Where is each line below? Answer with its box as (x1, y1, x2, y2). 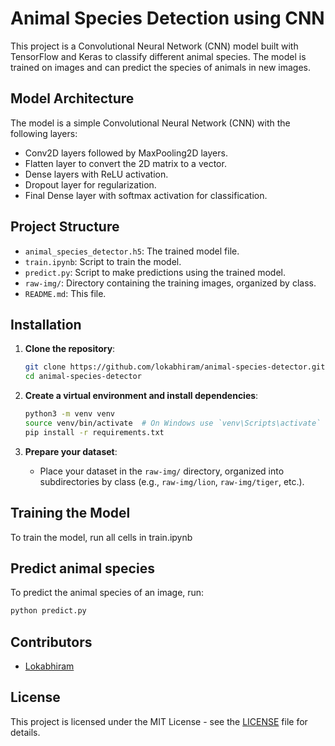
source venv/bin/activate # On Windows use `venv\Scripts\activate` (24, 418, 322, 428)
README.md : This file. (24, 287, 107, 299)
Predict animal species (10, 560, 155, 577)
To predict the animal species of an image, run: (10, 587, 205, 599)
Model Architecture (10, 90, 135, 107)
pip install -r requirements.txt (24, 427, 165, 437)
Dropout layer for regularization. (24, 178, 157, 191)
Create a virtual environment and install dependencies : (24, 390, 259, 402)
